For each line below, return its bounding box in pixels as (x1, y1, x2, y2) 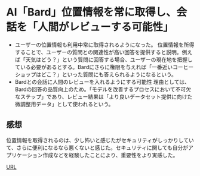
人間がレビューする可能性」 (38, 20, 174, 34)
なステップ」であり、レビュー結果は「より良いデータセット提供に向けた (14, 93, 193, 100)
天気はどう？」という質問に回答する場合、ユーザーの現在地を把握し (25, 56, 193, 63)
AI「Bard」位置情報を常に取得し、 (6, 5, 177, 19)
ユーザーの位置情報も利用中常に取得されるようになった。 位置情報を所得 (14, 41, 195, 48)
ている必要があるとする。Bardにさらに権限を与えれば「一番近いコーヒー (14, 63, 194, 70)
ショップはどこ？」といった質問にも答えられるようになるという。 (14, 71, 177, 78)
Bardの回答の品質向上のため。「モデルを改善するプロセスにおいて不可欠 (14, 86, 192, 93)
